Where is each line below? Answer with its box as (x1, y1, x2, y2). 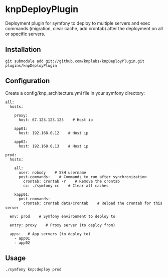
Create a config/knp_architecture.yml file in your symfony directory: (5, 90, 145, 96)
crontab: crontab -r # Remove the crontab (23, 179, 120, 184)
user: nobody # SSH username (18, 170, 86, 175)
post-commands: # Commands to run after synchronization (18, 174, 147, 179)
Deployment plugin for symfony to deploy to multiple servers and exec (5, 20, 150, 26)
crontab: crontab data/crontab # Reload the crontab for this (23, 201, 163, 206)
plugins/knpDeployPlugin (5, 63, 57, 68)
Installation (5, 45, 41, 54)
